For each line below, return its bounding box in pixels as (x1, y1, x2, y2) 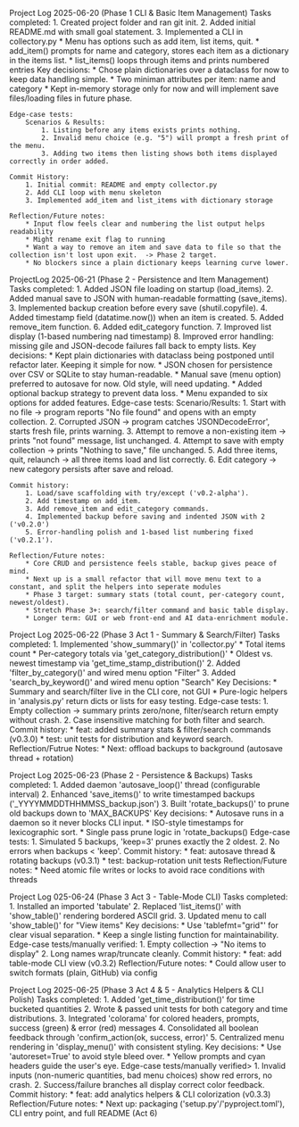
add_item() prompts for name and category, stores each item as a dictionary (9, 46, 289, 56)
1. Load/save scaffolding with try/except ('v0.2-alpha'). (25, 489, 250, 498)
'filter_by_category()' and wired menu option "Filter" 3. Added (9, 667, 237, 677)
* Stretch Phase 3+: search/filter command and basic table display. (25, 606, 290, 615)
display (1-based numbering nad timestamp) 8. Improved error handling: (9, 331, 274, 342)
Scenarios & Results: (25, 118, 105, 127)
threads (9, 874, 38, 884)
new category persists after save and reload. (9, 464, 174, 474)
